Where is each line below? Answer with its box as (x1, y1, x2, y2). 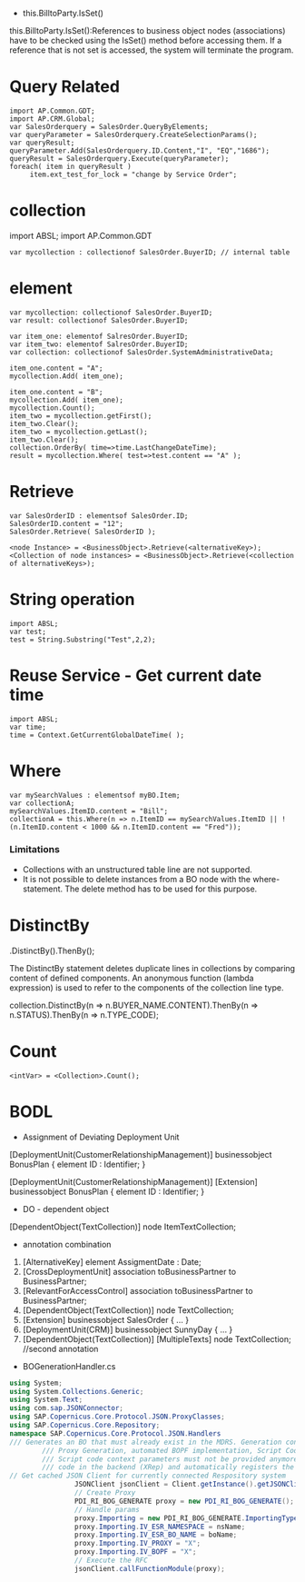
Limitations (9, 843, 61, 856)
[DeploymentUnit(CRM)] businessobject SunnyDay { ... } (22, 1324, 233, 1335)
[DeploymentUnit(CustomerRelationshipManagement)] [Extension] (9, 1176, 259, 1187)
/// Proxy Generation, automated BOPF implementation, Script (42, 1446, 282, 1455)
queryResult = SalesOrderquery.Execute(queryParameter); (9, 154, 230, 163)
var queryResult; (9, 138, 75, 147)
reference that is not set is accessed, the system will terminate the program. (9, 45, 294, 55)
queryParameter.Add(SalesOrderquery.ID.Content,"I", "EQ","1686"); (9, 145, 271, 155)
